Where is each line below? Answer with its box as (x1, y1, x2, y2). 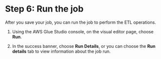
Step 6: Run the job (5, 3, 84, 15)
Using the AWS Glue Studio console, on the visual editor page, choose (12, 29, 154, 34)
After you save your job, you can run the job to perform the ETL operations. (5, 19, 156, 25)
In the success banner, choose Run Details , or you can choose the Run (12, 43, 156, 49)
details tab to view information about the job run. (12, 48, 111, 54)
